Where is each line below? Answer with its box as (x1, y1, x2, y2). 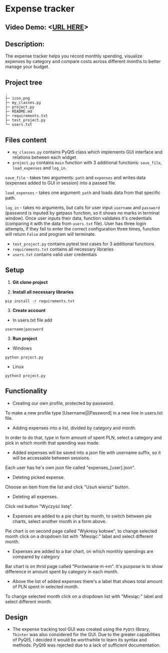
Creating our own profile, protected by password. (12, 400, 114, 406)
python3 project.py (5, 373, 46, 378)
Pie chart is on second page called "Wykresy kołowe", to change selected (5, 528, 157, 534)
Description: (5, 39, 45, 48)
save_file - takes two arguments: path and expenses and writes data (5, 174, 146, 180)
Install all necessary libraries (12, 288, 74, 295)
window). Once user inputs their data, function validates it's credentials (5, 215, 152, 221)
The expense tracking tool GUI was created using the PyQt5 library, (12, 626, 150, 632)
